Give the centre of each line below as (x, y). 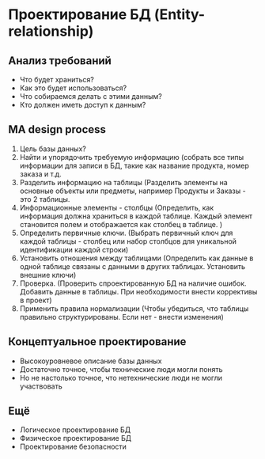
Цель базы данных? (53, 149)
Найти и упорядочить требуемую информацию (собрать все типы (131, 157)
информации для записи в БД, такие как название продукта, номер (134, 165)
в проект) (36, 300)
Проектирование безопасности (73, 447)
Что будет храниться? (57, 80)
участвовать (41, 386)
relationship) (51, 31)
